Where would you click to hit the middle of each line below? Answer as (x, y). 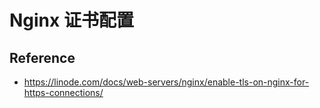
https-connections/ (63, 92)
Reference (42, 57)
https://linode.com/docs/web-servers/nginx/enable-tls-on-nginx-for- (166, 82)
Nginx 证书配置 (71, 20)
